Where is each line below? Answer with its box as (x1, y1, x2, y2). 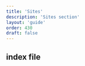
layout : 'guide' (6, 19, 46, 25)
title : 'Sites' (6, 8, 43, 15)
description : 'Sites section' (6, 14, 80, 20)
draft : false (6, 30, 38, 36)
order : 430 (6, 25, 33, 31)
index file (6, 52, 41, 62)
